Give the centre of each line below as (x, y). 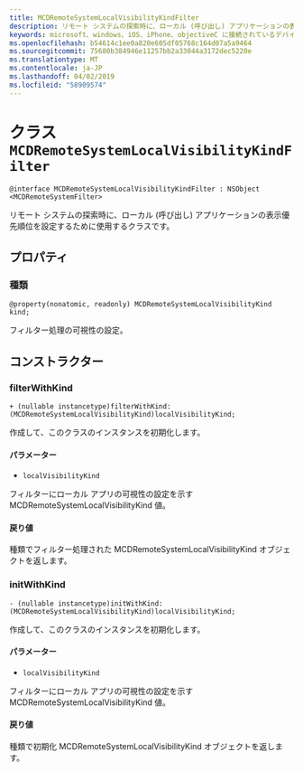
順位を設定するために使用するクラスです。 (96, 226)
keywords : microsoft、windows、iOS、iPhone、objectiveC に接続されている (142, 34)
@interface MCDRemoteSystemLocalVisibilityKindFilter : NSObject (134, 189)
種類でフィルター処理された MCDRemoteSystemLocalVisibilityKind (133, 550)
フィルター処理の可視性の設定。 (69, 330)
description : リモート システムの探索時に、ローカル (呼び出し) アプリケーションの (150, 26)
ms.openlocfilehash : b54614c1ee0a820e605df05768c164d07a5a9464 (131, 43)
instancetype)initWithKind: (110, 603)
